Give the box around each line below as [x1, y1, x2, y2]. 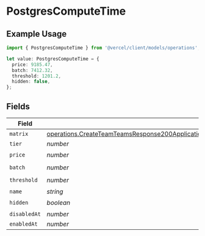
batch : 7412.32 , [12, 67, 53, 73]
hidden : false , [12, 78, 51, 85]
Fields [6, 101, 31, 111]
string [46, 187, 63, 196]
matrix [9, 130, 29, 137]
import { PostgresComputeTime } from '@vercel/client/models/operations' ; [6, 45, 201, 51]
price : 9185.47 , [12, 61, 53, 68]
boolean [46, 199, 71, 207]
